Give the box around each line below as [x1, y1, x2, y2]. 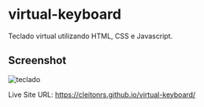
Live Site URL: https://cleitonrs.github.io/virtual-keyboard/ [8, 90, 196, 99]
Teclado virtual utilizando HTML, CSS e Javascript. [8, 31, 173, 41]
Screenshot [8, 54, 67, 67]
